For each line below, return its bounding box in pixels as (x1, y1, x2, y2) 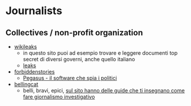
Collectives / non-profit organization (5, 28, 143, 38)
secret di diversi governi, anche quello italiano (22, 56, 135, 62)
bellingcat (14, 81, 39, 88)
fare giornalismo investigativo (22, 93, 95, 100)
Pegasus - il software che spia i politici (22, 75, 117, 81)
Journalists (5, 4, 63, 18)
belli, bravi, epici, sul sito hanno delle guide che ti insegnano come (22, 87, 185, 94)
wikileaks (14, 43, 37, 50)
